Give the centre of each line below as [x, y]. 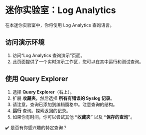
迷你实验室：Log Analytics [61, 10]
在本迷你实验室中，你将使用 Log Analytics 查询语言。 [60, 25]
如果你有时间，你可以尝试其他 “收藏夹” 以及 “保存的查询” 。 [73, 117]
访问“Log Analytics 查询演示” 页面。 [49, 55]
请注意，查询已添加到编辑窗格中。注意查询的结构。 [65, 104]
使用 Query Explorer [37, 79]
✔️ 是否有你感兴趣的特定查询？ [36, 127]
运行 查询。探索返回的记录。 [41, 110]
